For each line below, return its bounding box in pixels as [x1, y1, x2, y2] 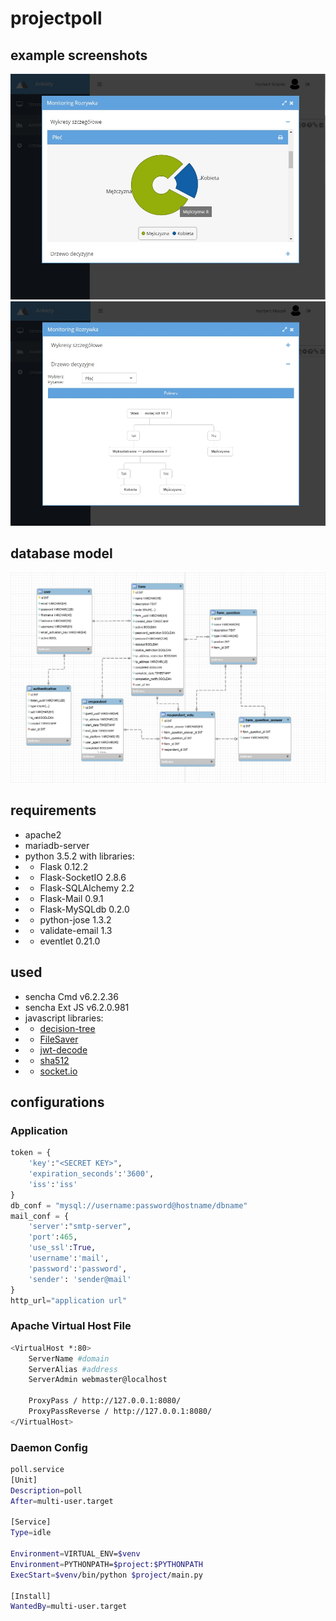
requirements [10, 802, 97, 819]
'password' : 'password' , [28, 1263, 128, 1274]
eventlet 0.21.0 [39, 935, 101, 947]
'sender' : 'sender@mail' [28, 1274, 132, 1284]
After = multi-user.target [10, 1496, 114, 1506]
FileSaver [39, 1033, 79, 1045]
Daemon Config [10, 1440, 88, 1454]
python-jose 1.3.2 [39, 913, 112, 926]
